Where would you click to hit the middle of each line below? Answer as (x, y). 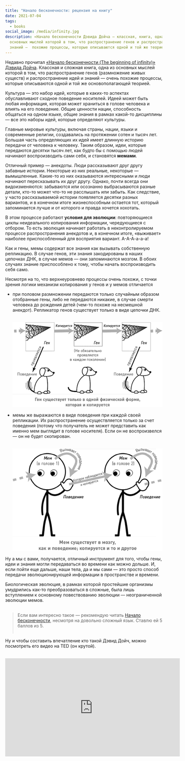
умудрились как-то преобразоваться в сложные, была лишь (70, 589)
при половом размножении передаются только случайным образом (86, 294)
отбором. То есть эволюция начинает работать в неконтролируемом (79, 228)
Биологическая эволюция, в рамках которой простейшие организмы (79, 584)
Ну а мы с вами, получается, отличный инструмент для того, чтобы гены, (84, 559)
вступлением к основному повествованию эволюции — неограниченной (84, 595)
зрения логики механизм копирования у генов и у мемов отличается (79, 284)
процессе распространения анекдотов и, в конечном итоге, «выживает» (83, 233)
